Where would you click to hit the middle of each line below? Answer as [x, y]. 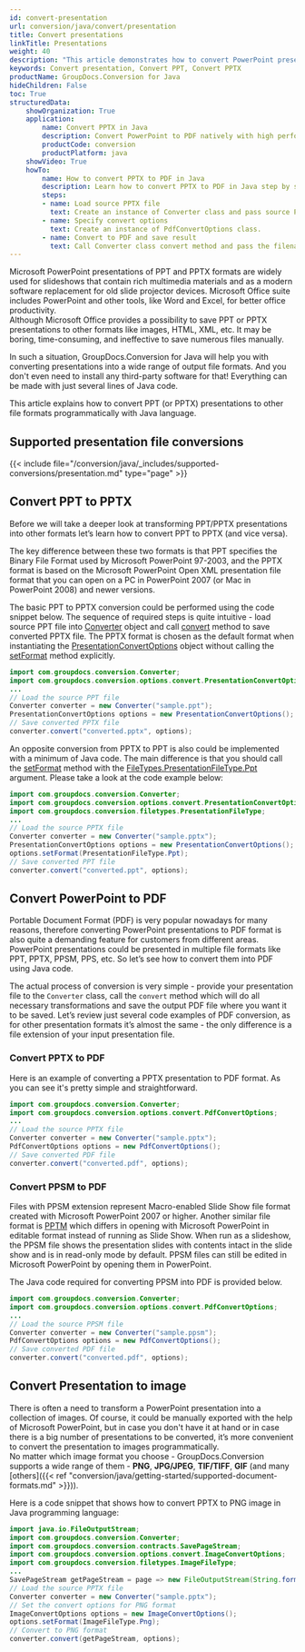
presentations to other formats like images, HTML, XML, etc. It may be [141, 330]
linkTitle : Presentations [58, 43]
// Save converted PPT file [63, 861]
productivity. [33, 311]
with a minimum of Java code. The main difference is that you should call [146, 758]
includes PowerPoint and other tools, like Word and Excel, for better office [148, 301]
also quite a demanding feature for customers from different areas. [134, 940]
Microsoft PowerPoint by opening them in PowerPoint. [110, 1265]
